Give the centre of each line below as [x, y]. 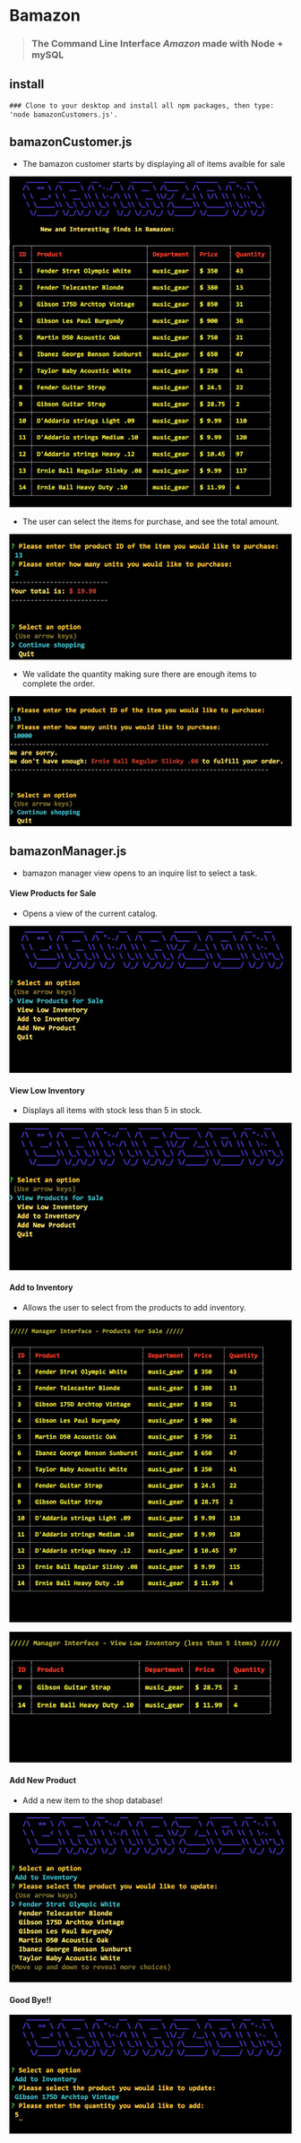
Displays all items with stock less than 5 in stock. [112, 1111]
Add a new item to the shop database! [92, 1800]
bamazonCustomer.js [71, 142]
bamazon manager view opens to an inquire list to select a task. [140, 873]
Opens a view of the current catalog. [90, 914]
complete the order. [59, 684]
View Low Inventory [47, 1090]
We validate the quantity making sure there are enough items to [139, 674]
